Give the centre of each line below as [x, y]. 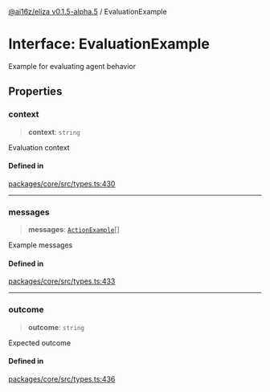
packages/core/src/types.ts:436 [62, 379]
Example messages [41, 245]
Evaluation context [39, 147]
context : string [54, 132]
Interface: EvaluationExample [109, 44]
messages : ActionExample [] [74, 230]
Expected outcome [39, 343]
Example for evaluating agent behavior [72, 66]
